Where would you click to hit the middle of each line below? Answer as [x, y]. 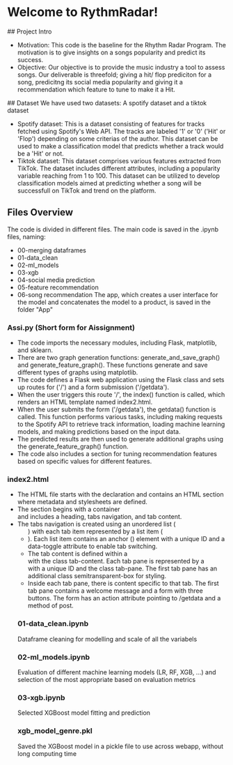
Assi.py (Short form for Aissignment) [71, 327]
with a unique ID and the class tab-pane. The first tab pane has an [122, 568]
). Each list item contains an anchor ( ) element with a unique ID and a [126, 539]
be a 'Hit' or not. [40, 153]
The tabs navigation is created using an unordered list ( [96, 524]
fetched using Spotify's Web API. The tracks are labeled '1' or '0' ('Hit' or [121, 131]
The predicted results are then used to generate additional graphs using [120, 439]
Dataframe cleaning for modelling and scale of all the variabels [107, 639]
